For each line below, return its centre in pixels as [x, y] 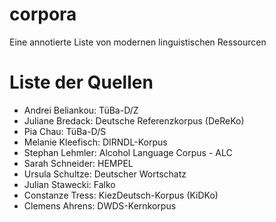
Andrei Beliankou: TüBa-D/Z [81, 110]
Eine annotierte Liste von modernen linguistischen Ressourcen [138, 42]
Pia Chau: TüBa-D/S [65, 131]
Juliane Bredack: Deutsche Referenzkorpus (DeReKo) [134, 120]
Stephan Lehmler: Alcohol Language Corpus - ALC [128, 152]
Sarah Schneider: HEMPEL [78, 163]
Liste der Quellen [81, 82]
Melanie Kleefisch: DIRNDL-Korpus [95, 142]
